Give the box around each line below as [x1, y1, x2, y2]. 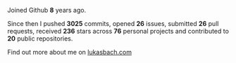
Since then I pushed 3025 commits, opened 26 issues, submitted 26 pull [7, 20, 219, 27]
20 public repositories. [7, 34, 73, 43]
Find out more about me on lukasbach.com [7, 48, 132, 56]
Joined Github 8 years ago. [7, 6, 87, 14]
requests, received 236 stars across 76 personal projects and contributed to [7, 27, 229, 35]
